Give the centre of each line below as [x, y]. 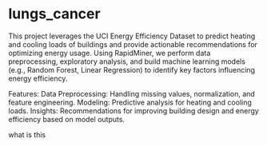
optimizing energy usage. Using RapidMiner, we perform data [110, 53]
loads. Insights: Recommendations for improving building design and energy [134, 110]
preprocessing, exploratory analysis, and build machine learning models [127, 61]
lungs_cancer [55, 14]
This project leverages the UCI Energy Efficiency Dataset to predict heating [132, 36]
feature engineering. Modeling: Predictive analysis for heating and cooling [130, 102]
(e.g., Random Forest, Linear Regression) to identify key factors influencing [132, 69]
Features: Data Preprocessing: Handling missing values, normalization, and [132, 93]
